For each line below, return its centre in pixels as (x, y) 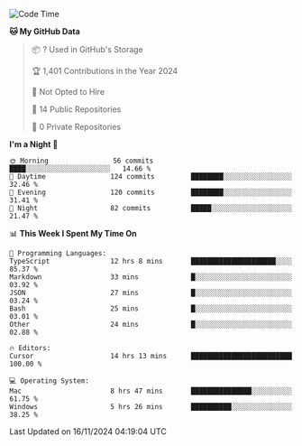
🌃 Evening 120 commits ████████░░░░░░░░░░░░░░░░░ (151, 192)
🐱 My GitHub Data (45, 31)
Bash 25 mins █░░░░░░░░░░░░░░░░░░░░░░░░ (151, 309)
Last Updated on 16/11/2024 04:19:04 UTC (88, 432)
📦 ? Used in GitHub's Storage (87, 49)
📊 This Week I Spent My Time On (73, 233)
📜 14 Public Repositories (76, 109)
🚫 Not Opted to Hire (68, 92)
